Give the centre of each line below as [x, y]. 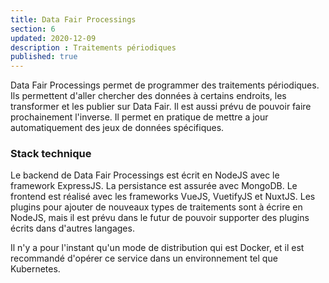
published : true [44, 57]
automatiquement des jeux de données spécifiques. [117, 128]
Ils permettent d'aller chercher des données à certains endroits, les [148, 96]
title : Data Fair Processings [73, 19]
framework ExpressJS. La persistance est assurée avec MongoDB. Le [154, 186]
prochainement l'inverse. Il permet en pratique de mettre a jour [139, 117]
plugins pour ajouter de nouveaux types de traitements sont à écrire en [156, 207]
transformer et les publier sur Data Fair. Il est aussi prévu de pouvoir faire [161, 107]
